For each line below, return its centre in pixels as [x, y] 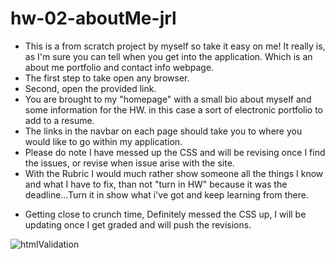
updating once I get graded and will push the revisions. [138, 224]
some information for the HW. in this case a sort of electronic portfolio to [174, 109]
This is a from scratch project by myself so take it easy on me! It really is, [175, 46]
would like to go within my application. [103, 141]
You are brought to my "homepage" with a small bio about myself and [168, 99]
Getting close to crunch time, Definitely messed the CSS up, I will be [165, 214]
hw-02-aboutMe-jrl [93, 18]
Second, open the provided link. [90, 88]
